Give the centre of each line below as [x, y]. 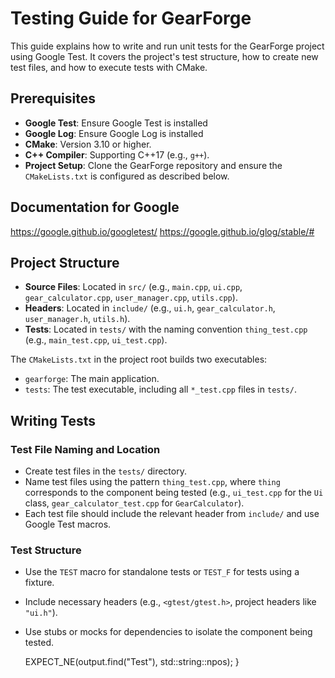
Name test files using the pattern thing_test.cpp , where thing [152, 482]
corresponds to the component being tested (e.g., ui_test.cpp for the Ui [174, 493]
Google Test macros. [68, 524]
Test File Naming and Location [85, 449]
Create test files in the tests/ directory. [105, 471]
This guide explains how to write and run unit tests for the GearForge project [167, 46]
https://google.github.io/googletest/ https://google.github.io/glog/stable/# [162, 231]
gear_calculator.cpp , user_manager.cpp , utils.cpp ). [131, 298]
